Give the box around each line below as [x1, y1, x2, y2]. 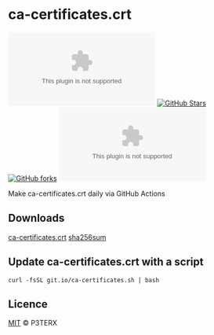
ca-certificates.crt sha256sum [8, 232, 107, 241]
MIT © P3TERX [8, 318, 57, 328]
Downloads [8, 212, 65, 225]
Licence [8, 297, 49, 311]
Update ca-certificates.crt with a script [8, 256, 204, 269]
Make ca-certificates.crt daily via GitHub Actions [8, 189, 166, 198]
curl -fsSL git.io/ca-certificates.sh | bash [8, 276, 159, 284]
